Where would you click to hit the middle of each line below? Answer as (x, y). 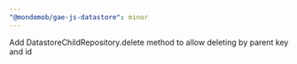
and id (21, 51)
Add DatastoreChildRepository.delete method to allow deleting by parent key (149, 42)
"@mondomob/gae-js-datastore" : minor (79, 17)
